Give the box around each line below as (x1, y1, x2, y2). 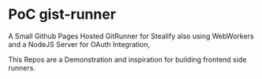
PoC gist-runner (8, 5, 117, 23)
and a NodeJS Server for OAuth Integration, (8, 39, 150, 48)
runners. (8, 63, 36, 72)
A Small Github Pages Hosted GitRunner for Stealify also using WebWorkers (8, 31, 254, 41)
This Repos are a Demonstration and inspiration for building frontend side (8, 55, 247, 64)
